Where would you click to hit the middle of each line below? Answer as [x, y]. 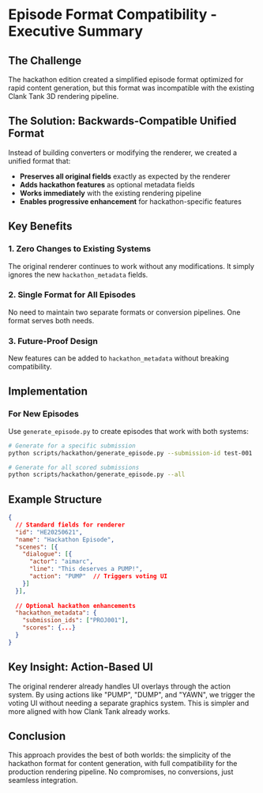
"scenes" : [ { [37, 547]
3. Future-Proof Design [53, 341]
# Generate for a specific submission [72, 446]
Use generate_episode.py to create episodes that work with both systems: [128, 431]
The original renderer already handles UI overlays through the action [119, 686]
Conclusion [37, 736]
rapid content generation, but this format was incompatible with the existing [131, 88]
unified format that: [39, 160]
